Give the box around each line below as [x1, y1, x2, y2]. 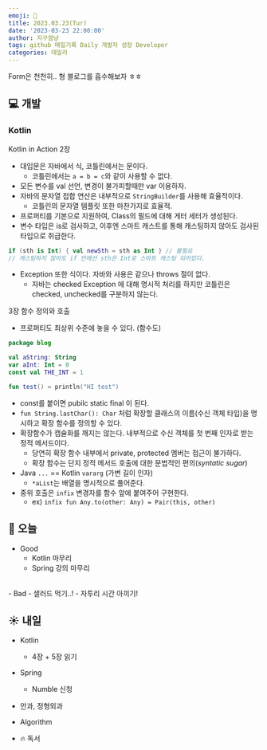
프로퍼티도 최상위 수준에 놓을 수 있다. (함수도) [19, 324, 162, 333]
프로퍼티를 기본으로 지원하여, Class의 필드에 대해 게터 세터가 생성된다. [19, 210, 238, 220]
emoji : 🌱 [8, 11, 37, 20]
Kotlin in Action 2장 [8, 144, 71, 154]
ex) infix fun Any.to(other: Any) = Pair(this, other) [31, 497, 216, 506]
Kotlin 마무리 [31, 553, 73, 563]
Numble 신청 [31, 685, 73, 694]
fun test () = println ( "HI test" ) [8, 383, 120, 391]
